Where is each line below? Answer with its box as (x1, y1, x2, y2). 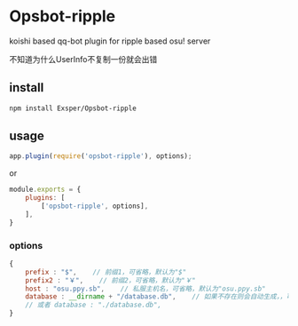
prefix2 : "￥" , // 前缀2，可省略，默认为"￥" (25, 275, 197, 285)
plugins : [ (25, 194, 66, 203)
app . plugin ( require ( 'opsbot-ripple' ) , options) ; (9, 152, 192, 161)
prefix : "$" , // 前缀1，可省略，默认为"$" (25, 267, 187, 276)
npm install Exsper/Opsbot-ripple (9, 104, 137, 113)
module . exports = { (9, 185, 82, 195)
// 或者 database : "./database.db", (25, 300, 162, 310)
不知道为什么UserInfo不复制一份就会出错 (9, 53, 158, 64)
